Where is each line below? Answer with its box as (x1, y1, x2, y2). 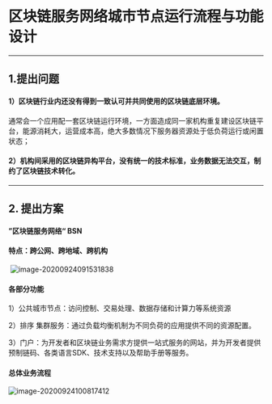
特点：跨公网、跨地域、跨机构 (8, 246, 108, 255)
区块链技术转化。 (22, 166, 79, 176)
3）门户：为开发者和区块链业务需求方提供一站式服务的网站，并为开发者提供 (8, 338, 261, 347)
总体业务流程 (8, 368, 51, 377)
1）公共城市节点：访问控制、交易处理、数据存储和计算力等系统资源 (8, 304, 232, 314)
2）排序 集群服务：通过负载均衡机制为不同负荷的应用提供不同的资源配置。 (8, 321, 257, 330)
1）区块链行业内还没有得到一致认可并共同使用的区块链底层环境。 (8, 96, 225, 106)
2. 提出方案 (8, 202, 64, 216)
